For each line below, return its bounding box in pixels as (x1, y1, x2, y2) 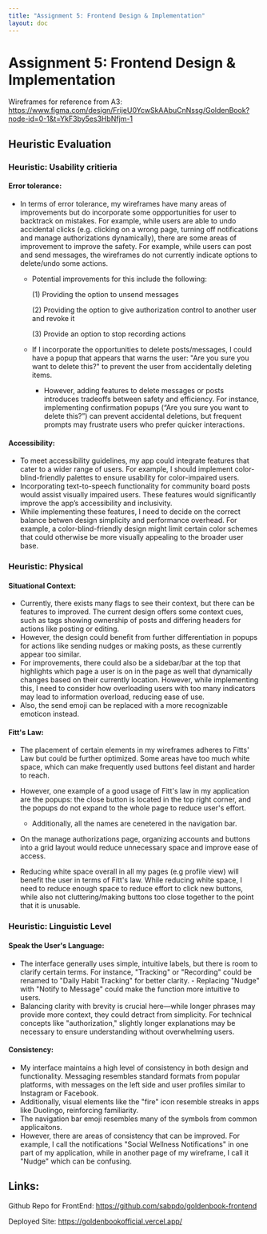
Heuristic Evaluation (8, 137, 112, 151)
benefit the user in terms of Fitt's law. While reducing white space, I (19, 875, 242, 885)
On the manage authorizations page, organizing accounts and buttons (19, 834, 251, 844)
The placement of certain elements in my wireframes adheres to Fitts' (19, 746, 249, 755)
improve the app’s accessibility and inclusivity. (19, 498, 173, 508)
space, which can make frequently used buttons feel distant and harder (19, 762, 256, 772)
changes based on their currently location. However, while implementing (19, 675, 259, 685)
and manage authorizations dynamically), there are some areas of (19, 233, 237, 243)
